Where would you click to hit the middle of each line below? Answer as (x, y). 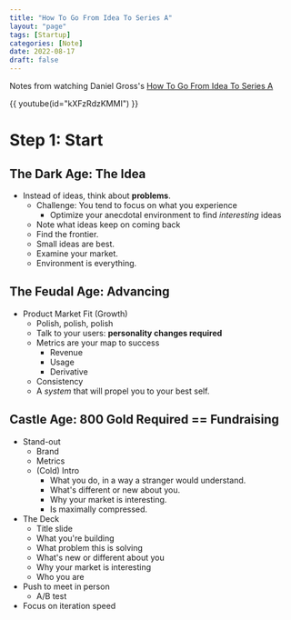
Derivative (69, 371)
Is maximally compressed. (99, 509)
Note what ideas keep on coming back (108, 225)
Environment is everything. (86, 263)
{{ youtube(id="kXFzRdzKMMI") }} (74, 104)
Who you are (60, 576)
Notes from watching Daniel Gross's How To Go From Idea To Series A (141, 86)
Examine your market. (77, 254)
